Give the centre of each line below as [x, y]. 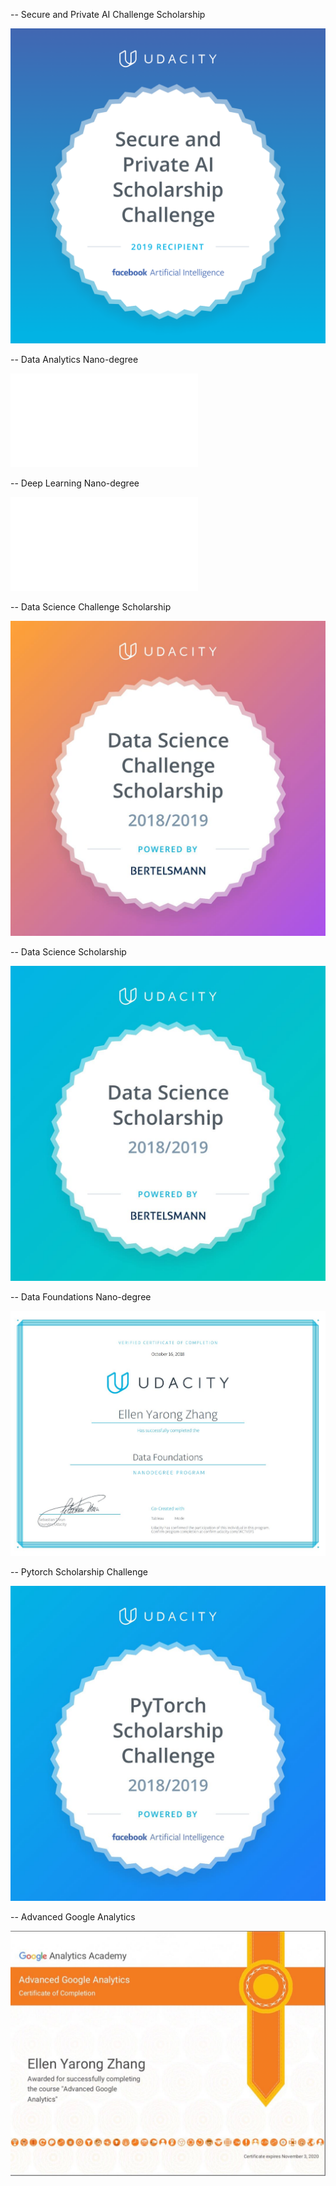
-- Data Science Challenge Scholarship [91, 607]
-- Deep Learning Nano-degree [75, 483]
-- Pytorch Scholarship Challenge [79, 1572]
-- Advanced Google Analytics [73, 1917]
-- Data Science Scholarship [68, 952]
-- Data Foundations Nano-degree [81, 1297]
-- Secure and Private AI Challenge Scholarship [108, 14]
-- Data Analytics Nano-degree [74, 359]
